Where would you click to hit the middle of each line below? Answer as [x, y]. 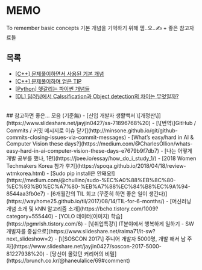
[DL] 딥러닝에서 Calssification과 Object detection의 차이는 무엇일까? [97, 96]
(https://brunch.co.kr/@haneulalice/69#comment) [68, 260]
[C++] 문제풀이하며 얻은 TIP [48, 81]
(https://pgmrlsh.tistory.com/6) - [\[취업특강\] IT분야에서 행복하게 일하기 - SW [100, 224]
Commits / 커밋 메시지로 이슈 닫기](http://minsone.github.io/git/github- [92, 130]
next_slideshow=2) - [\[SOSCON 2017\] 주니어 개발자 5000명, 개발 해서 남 [96, 239]
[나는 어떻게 [178, 150]
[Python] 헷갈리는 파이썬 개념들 [52, 88]
